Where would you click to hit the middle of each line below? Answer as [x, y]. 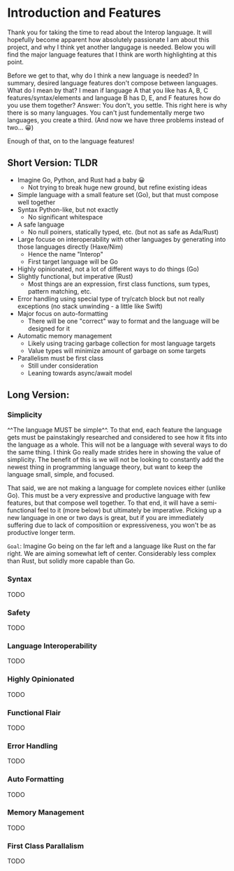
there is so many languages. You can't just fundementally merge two [106, 113]
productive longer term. [41, 533]
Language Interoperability [52, 646]
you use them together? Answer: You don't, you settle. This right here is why [117, 105]
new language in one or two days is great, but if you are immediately [106, 518]
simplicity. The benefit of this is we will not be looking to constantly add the [116, 460]
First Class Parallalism [46, 846]
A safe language [41, 224]
